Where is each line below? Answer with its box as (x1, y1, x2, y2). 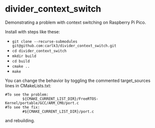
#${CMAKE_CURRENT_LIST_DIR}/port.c (22, 109, 94, 114)
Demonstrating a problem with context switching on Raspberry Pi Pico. (5, 19, 146, 25)
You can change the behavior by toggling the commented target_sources (5, 78, 151, 83)
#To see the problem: (5, 92, 49, 97)
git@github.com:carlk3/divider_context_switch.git (12, 43, 117, 48)
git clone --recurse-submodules (12, 39, 77, 44)
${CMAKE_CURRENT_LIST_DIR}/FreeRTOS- (22, 96, 98, 101)
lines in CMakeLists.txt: (5, 82, 52, 88)
